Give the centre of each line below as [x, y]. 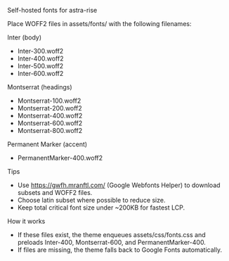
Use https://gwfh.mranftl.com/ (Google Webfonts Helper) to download [119, 185]
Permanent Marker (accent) [47, 144]
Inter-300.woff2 [40, 51]
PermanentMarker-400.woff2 [60, 158]
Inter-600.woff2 [40, 74]
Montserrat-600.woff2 [50, 123]
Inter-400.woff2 [40, 58]
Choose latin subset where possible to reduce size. [91, 200]
